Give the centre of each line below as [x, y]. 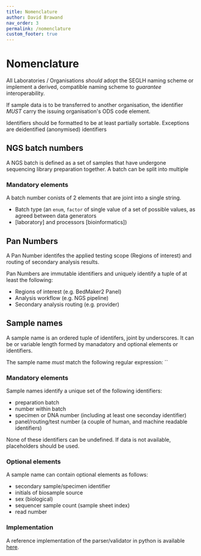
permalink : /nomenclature [38, 29]
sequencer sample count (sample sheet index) [72, 506]
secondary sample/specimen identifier [62, 486]
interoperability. [25, 93]
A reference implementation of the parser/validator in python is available [95, 540]
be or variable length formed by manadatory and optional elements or [92, 344]
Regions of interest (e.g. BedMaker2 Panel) [68, 292]
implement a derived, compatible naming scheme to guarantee [84, 87]
